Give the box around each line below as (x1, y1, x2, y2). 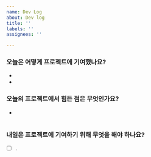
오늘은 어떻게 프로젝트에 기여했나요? (6, 58, 107, 67)
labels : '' (6, 25, 34, 32)
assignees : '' (6, 32, 43, 38)
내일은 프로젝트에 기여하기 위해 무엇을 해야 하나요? (6, 130, 145, 139)
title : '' (6, 20, 32, 26)
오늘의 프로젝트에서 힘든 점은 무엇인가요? (6, 95, 119, 103)
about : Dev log (6, 15, 45, 21)
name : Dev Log (6, 8, 43, 15)
